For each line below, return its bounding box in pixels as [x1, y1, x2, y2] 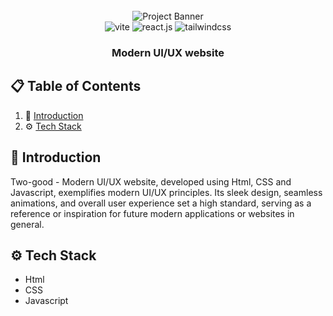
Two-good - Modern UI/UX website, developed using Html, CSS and [10, 175, 292, 188]
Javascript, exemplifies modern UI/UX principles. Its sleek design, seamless [10, 186, 323, 198]
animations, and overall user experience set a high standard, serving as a [10, 197, 312, 209]
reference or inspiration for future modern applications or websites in [10, 207, 295, 219]
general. [10, 218, 45, 230]
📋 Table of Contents [10, 78, 142, 95]
